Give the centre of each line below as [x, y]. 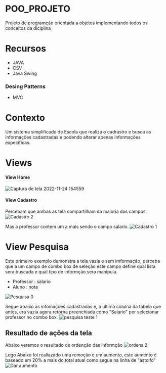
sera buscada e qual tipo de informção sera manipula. [61, 271]
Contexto [25, 118]
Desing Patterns [25, 86]
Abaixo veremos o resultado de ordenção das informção [64, 345]
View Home [18, 177]
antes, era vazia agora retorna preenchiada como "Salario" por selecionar [82, 312]
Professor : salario [32, 282]
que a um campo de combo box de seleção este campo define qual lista [80, 266]
